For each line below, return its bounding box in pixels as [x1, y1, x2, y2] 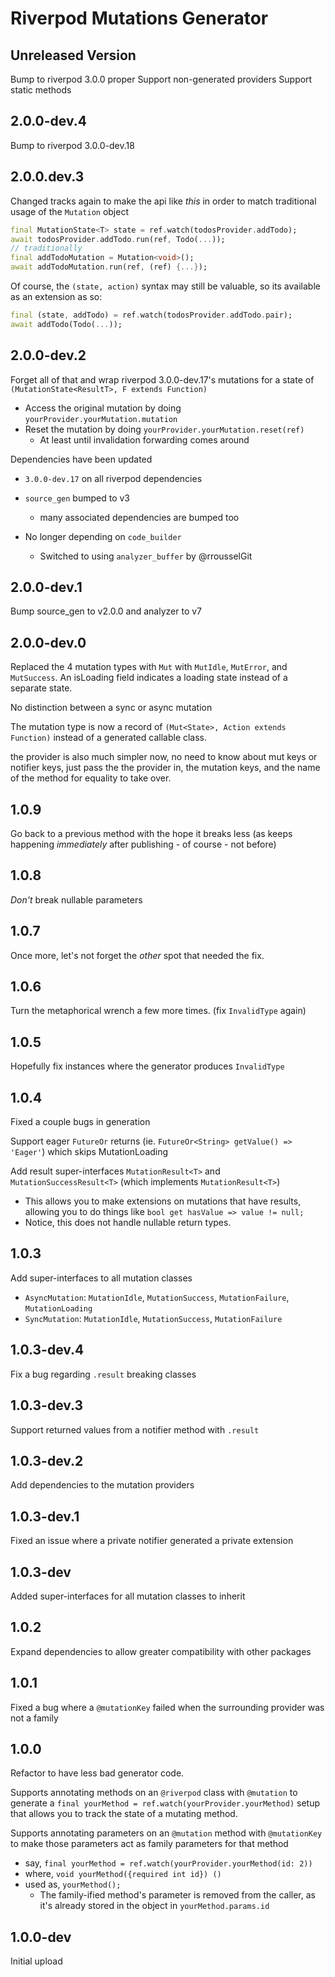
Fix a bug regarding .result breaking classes [10, 1368, 197, 1380]
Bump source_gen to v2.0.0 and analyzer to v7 [10, 605, 203, 617]
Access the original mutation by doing [24, 402, 182, 414]
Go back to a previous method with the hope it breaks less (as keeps [10, 828, 293, 839]
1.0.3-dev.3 [10, 1397, 84, 1414]
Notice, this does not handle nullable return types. [24, 1217, 232, 1229]
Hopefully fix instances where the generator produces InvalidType [10, 1060, 285, 1072]
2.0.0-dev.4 [10, 113, 87, 130]
